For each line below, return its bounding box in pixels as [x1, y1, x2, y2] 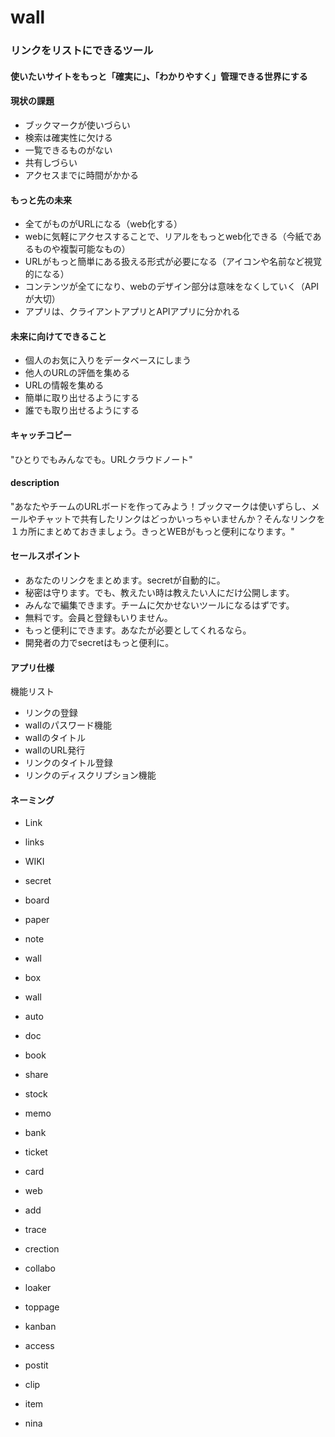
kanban [24, 1321, 57, 1333]
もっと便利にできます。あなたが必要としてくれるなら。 [24, 624, 252, 636]
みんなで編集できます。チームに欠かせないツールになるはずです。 [24, 599, 295, 611]
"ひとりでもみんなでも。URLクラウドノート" [10, 453, 193, 465]
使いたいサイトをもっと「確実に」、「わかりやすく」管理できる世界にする [10, 70, 308, 82]
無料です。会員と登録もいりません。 [24, 611, 173, 623]
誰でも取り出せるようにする [24, 404, 140, 416]
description [10, 477, 60, 489]
